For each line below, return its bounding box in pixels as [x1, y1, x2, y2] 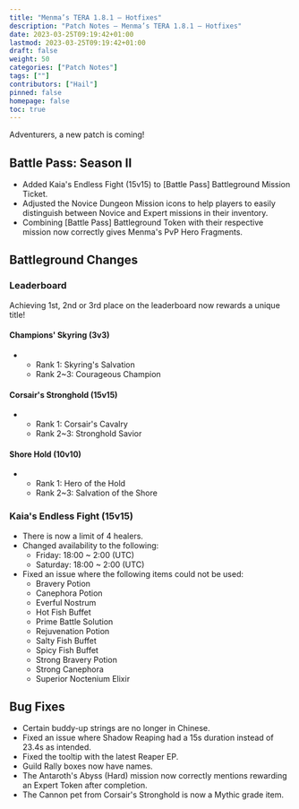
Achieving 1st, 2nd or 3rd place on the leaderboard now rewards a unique [9, 299, 280, 310]
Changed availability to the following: [21, 539, 159, 551]
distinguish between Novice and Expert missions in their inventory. [21, 208, 269, 219]
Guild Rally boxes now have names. [21, 761, 154, 771]
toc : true [9, 105, 47, 114]
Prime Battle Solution [35, 615, 114, 627]
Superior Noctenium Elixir [35, 673, 131, 684]
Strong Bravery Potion [35, 654, 118, 665]
